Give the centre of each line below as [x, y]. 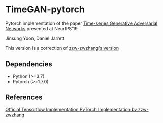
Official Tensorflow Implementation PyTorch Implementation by [71, 109]
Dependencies [29, 64]
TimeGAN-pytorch [45, 9]
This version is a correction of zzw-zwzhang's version [62, 48]
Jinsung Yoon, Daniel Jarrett [35, 38]
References [24, 98]
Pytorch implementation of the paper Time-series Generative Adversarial [81, 23]
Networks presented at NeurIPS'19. [42, 28]
